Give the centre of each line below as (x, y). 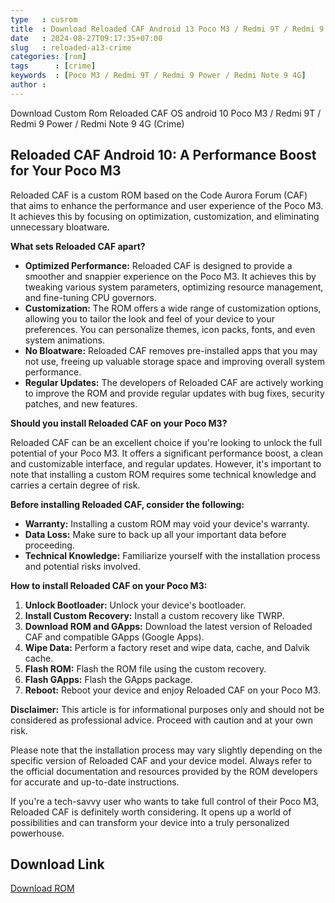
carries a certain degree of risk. (75, 485)
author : (28, 85)
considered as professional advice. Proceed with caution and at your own (161, 720)
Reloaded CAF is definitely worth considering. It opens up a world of (151, 812)
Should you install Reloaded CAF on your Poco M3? (119, 423)
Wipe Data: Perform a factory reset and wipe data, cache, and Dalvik (167, 647)
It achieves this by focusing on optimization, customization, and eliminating (165, 216)
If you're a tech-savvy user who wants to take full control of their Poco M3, (165, 801)
